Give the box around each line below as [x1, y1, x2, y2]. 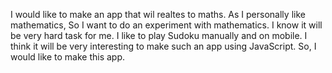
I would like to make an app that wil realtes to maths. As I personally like [10, 9, 306, 20]
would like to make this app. [10, 51, 126, 63]
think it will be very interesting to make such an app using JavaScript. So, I [10, 40, 317, 52]
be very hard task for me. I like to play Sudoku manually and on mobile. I [10, 30, 308, 41]
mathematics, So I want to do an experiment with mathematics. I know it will [10, 19, 323, 31]
